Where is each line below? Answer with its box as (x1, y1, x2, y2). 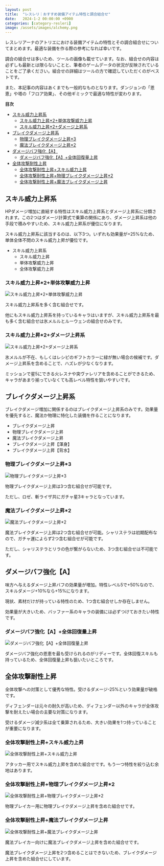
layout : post (5, 7, 32, 12)
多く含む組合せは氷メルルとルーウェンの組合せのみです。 (9, 319, 125, 324)
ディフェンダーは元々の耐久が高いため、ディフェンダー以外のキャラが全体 (5, 703, 155, 708)
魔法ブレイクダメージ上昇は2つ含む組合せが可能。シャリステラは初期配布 (5, 529, 153, 535)
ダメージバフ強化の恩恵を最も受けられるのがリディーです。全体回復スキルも (5, 651, 158, 657)
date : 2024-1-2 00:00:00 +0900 (5, 16, 73, 21)
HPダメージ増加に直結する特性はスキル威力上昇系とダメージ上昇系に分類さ (5, 208, 157, 214)
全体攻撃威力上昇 (19, 266, 54, 272)
